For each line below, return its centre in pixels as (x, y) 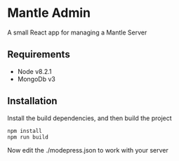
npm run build (28, 137)
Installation (32, 101)
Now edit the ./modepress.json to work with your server (88, 150)
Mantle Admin (49, 13)
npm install (25, 131)
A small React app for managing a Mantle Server (77, 32)
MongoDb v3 (37, 79)
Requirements (39, 54)
